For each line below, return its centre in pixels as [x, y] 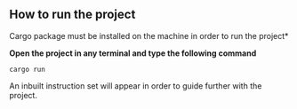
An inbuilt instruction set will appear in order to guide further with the [136, 86]
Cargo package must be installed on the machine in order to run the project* [149, 35]
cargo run [28, 69]
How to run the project [72, 15]
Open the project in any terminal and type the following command [133, 53]
